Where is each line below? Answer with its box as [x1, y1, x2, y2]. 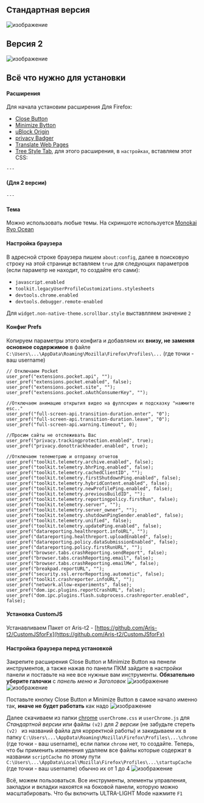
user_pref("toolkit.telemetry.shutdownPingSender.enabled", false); [6, 512, 184, 518]
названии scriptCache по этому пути [6, 753, 100, 760]
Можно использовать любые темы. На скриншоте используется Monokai [6, 219, 197, 226]
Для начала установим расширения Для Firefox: [6, 103, 133, 110]
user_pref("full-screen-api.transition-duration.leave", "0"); [6, 416, 171, 422]
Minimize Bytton [15, 121, 56, 129]
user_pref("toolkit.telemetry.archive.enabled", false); [6, 459, 154, 465]
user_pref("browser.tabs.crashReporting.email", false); [6, 555, 154, 561]
